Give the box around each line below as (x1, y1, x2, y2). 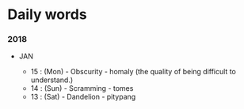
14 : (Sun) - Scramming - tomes (30, 84, 134, 93)
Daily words (7, 6, 88, 24)
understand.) (30, 75, 74, 85)
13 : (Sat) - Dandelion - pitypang (30, 92, 136, 102)
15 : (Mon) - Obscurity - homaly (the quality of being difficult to (30, 67, 237, 77)
